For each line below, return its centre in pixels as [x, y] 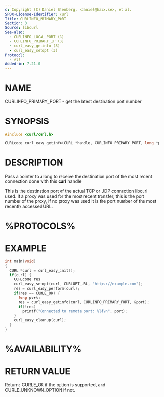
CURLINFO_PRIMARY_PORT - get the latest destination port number [73, 102]
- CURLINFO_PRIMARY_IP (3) [37, 41]
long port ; [29, 298]
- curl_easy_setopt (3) [33, 50]
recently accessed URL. [29, 206]
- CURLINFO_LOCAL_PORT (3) [37, 37]
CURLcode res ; [28, 279]
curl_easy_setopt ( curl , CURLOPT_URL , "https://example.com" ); [78, 284]
